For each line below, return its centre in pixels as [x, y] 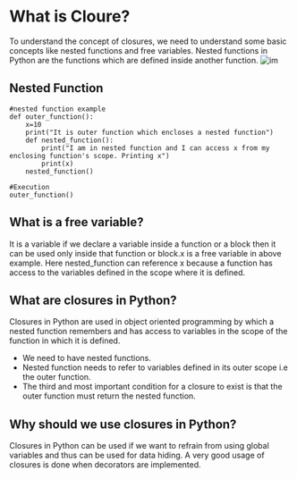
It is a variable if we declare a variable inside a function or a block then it [143, 244]
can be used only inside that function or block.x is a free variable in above [145, 253]
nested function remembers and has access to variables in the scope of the [148, 332]
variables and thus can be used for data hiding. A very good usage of [137, 455]
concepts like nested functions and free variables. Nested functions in [139, 50]
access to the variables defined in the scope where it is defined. [127, 272]
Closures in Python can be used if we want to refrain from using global [140, 446]
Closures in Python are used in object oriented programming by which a [142, 322]
